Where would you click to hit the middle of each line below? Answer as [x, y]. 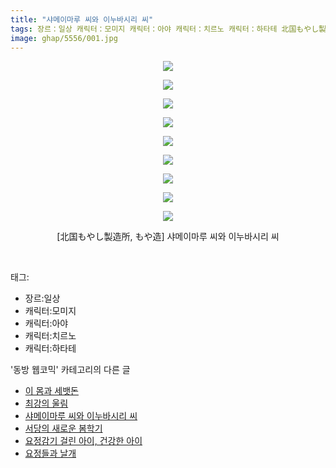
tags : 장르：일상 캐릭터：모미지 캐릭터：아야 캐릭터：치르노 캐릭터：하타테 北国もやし [165, 29]
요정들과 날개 [50, 453]
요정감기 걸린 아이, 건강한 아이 [83, 441]
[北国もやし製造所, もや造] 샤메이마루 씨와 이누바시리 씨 [168, 237]
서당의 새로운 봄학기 [63, 428]
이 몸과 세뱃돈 [51, 391]
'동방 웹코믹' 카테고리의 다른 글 [70, 370]
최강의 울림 [46, 403]
